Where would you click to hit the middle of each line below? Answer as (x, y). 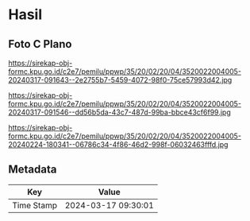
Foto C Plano (40, 44)
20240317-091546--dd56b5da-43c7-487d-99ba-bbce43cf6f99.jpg (120, 112)
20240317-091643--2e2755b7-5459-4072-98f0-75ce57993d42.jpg (120, 80)
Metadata (33, 170)
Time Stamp (35, 205)
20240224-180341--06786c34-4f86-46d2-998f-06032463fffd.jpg (118, 144)
